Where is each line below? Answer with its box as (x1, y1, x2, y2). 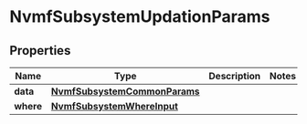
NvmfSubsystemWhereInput (50, 100, 178, 112)
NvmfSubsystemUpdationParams (9, 6, 271, 27)
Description (208, 70, 261, 82)
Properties (9, 43, 71, 58)
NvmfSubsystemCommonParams (50, 85, 200, 98)
